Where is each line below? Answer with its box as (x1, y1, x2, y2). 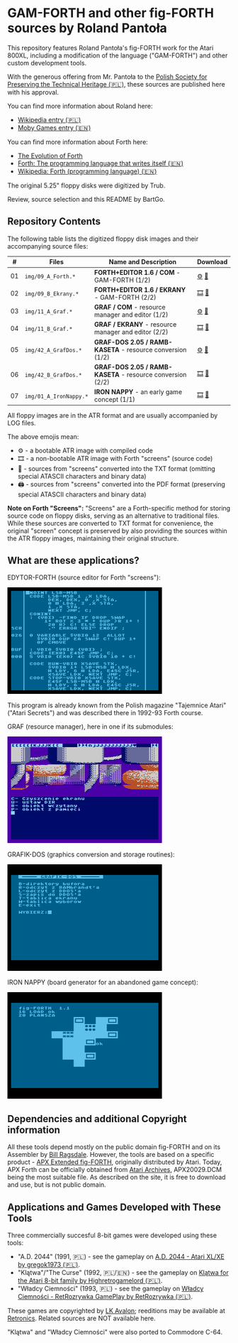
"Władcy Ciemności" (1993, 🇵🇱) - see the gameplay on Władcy (17, 1284, 204, 1293)
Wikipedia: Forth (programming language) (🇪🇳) (17, 167, 157, 175)
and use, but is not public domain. (7, 1180, 106, 1189)
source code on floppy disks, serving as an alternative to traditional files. (7, 511, 220, 520)
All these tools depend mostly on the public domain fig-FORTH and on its (7, 1143, 221, 1151)
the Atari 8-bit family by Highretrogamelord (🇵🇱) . (17, 1276, 163, 1285)
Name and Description (108, 258, 177, 266)
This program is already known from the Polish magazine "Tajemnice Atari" (7, 701, 227, 709)
